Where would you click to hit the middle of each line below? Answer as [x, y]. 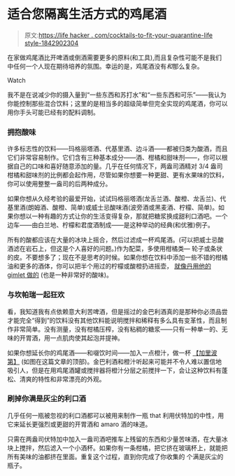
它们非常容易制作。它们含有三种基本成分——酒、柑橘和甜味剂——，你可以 [114, 158]
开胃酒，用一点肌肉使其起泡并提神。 [71, 338]
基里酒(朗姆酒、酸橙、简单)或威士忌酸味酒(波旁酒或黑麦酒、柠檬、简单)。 [113, 208]
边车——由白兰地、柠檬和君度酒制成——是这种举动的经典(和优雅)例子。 [111, 225]
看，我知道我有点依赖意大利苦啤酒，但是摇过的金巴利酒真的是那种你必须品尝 [117, 311]
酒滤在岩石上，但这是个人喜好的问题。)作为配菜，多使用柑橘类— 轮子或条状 [115, 249]
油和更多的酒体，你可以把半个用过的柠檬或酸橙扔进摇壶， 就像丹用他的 [109, 266]
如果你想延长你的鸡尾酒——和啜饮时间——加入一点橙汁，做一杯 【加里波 [112, 353]
